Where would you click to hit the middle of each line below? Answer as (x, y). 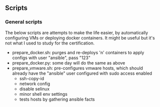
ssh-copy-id (32, 78)
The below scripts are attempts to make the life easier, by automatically (77, 32)
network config (35, 84)
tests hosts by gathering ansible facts (57, 99)
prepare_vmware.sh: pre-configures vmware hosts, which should (77, 68)
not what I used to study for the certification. (50, 43)
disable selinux (34, 89)
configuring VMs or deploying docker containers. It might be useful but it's (80, 38)
